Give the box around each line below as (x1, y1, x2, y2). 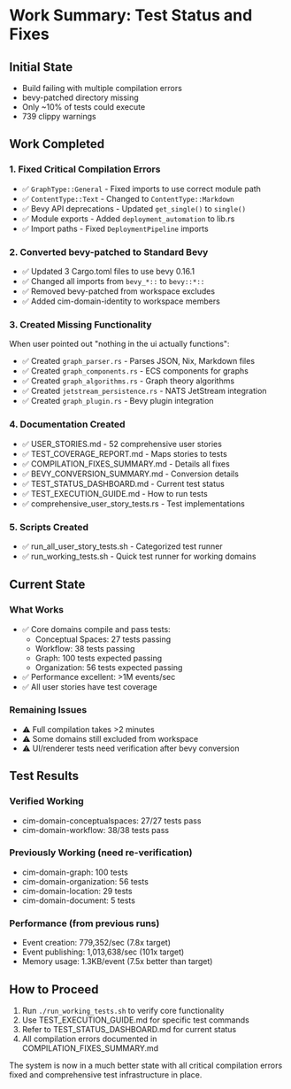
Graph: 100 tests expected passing (34, 653, 162, 663)
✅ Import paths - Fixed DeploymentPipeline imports (21, 223, 210, 234)
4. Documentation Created (9, 418, 126, 430)
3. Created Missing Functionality (9, 318, 152, 330)
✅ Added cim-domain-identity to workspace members (21, 296, 221, 306)
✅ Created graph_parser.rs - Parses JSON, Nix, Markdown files (21, 356, 255, 367)
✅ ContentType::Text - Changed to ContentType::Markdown (21, 193, 234, 204)
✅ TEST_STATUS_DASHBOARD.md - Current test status (21, 478, 226, 489)
